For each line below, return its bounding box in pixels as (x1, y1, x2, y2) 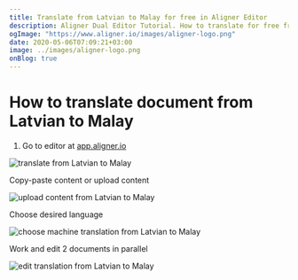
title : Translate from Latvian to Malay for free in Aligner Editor (9, 12, 268, 22)
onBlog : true (9, 54, 58, 63)
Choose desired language (9, 209, 104, 220)
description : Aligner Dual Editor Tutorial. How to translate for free (9, 21, 279, 30)
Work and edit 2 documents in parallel (9, 243, 148, 253)
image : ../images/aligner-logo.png (9, 46, 141, 55)
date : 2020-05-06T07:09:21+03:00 (9, 37, 133, 47)
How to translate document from (9, 92, 254, 113)
